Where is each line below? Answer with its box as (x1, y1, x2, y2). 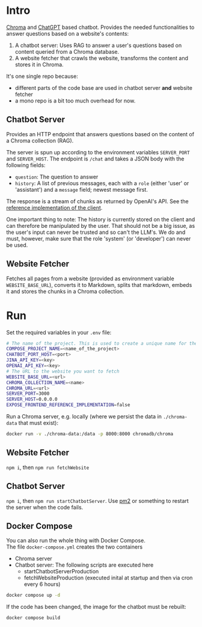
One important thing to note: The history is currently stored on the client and (6, 215, 195, 223)
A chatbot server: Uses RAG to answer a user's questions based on (14, 42, 182, 49)
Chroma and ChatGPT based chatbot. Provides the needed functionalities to (6, 24, 195, 31)
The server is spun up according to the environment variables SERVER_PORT (6, 148, 191, 156)
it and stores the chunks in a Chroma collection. (6, 288, 124, 295)
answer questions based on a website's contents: (6, 30, 129, 37)
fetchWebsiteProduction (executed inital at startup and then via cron (23, 574, 193, 582)
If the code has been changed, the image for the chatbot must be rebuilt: (6, 603, 186, 611)
